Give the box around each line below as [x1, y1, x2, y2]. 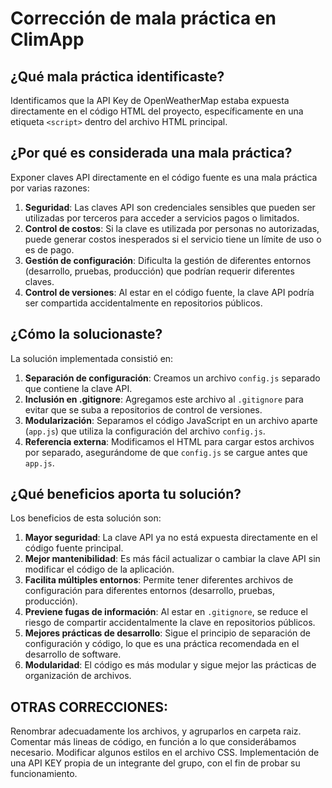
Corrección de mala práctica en [10, 7, 277, 30]
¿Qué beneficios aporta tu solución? [10, 486, 242, 503]
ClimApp [10, 28, 85, 51]
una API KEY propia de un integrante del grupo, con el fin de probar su [10, 757, 301, 769]
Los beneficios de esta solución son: [10, 512, 162, 524]
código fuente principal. [24, 542, 124, 554]
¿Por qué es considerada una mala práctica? [10, 145, 293, 162]
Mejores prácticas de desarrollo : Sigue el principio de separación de [24, 627, 312, 639]
